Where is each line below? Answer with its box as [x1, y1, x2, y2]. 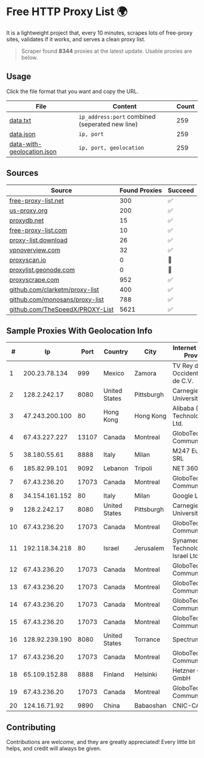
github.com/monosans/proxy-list [9, 295, 104, 304]
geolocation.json [9, 147, 57, 156]
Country [103, 347, 129, 356]
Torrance [134, 635, 161, 644]
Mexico [103, 369, 124, 378]
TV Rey [172, 361, 193, 370]
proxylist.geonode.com [9, 265, 75, 274]
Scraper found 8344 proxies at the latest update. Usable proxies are [21, 47, 192, 55]
